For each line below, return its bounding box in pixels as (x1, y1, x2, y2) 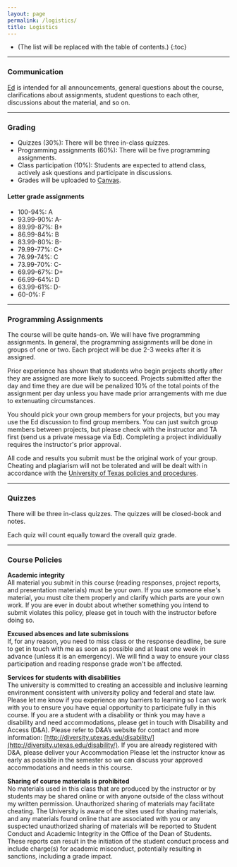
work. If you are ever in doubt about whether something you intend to (7, 601, 209, 609)
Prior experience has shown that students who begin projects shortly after (7, 366, 224, 375)
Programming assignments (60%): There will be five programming (17, 145, 210, 154)
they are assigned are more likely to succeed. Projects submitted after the (7, 374, 222, 383)
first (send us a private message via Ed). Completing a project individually (7, 433, 222, 441)
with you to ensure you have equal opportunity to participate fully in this (7, 703, 217, 712)
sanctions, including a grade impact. (7, 852, 113, 861)
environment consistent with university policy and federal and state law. (7, 688, 216, 697)
